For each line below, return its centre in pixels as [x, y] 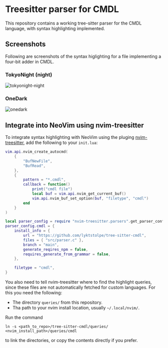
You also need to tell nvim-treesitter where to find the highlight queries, [78, 282]
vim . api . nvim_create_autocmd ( [37, 152]
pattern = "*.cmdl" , [44, 180]
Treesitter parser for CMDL [62, 9]
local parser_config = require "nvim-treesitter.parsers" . [68, 222]
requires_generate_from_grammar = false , [67, 254]
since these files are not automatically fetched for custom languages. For [80, 287]
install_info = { [32, 231]
